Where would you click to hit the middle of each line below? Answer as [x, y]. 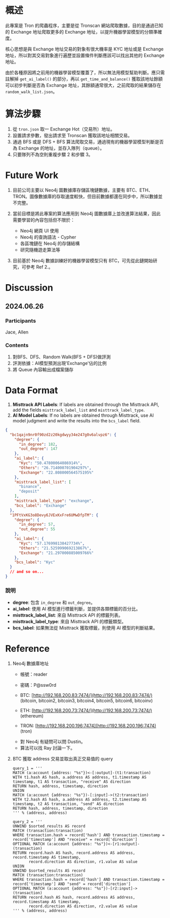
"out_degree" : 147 [38, 449]
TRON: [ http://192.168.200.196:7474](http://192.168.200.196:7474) [88, 726]
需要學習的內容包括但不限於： [44, 220]
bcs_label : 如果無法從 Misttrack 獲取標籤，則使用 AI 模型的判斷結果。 [85, 628]
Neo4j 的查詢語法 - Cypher [48, 237]
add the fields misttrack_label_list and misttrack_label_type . [79, 410]
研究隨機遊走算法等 [40, 250]
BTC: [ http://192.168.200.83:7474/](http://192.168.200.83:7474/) [86, 695]
